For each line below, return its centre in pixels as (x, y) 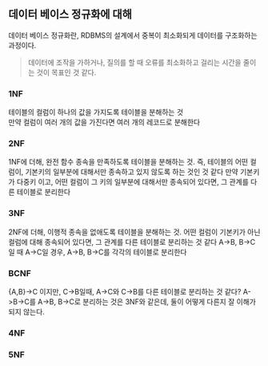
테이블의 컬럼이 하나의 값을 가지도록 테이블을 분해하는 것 (96, 112)
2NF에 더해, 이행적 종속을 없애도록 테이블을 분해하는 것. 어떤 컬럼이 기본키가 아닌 (134, 232)
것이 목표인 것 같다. (66, 72)
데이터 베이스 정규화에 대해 (70, 14)
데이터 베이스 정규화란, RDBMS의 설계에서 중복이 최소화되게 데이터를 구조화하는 (133, 35)
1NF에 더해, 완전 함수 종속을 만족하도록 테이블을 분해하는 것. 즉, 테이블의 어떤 (128, 162)
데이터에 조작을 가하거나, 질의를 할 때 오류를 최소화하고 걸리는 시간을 (134, 62)
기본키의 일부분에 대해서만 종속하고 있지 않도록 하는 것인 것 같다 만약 (132, 172)
